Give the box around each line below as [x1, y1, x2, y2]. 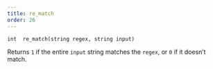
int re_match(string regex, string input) [7, 35, 135, 42]
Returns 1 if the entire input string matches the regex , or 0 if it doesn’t [7, 48, 206, 56]
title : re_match [7, 10, 54, 17]
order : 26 [7, 17, 36, 23]
